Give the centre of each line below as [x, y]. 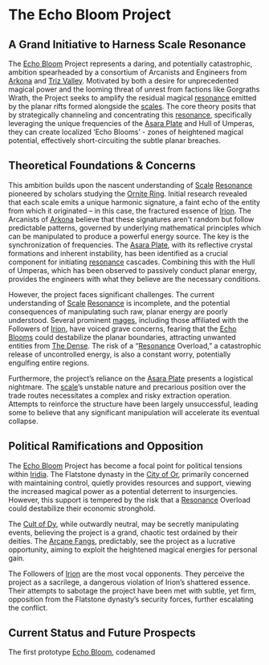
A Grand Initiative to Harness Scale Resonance [127, 45]
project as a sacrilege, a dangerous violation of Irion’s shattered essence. [129, 582]
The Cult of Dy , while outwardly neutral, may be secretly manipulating [124, 524]
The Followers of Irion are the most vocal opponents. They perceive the [126, 573]
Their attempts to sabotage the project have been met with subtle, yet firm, [132, 590]
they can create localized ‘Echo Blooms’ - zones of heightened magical [126, 132]
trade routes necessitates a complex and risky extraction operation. [120, 395]
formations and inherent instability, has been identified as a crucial [118, 253]
